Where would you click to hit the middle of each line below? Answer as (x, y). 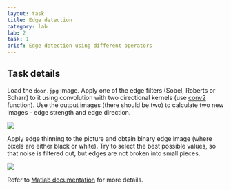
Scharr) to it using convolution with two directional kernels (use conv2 (107, 97)
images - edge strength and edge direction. (69, 112)
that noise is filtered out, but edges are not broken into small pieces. (104, 153)
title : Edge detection (40, 20)
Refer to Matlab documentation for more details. (75, 180)
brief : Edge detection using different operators (80, 46)
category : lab (28, 26)
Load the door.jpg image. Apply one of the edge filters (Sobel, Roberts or (111, 90)
